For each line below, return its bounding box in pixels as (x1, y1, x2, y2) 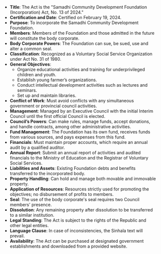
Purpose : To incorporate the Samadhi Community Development (9, 20, 139, 25)
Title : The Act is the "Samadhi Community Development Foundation (9, 4, 147, 10)
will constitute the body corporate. (9, 35, 80, 41)
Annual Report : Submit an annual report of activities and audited (9, 150, 141, 156)
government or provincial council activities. (9, 103, 97, 109)
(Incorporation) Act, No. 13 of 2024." (9, 9, 84, 15)
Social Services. (9, 160, 43, 166)
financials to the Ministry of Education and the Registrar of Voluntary (9, 155, 149, 161)
